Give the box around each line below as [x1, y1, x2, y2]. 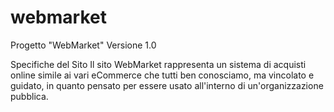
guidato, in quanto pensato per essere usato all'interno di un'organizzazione [10, 79, 324, 91]
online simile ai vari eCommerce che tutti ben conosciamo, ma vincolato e [10, 69, 315, 81]
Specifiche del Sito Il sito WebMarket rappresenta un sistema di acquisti [10, 58, 307, 70]
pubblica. [10, 90, 49, 102]
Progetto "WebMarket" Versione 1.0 [10, 39, 157, 51]
